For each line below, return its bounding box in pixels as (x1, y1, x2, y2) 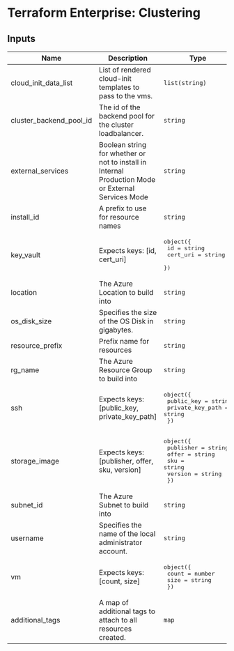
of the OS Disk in (98, 316, 154, 325)
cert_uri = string (166, 251, 226, 259)
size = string (166, 576, 212, 583)
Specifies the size (98, 308, 157, 317)
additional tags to (98, 606, 155, 616)
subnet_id (10, 500, 43, 510)
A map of (98, 598, 129, 607)
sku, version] (98, 465, 141, 475)
